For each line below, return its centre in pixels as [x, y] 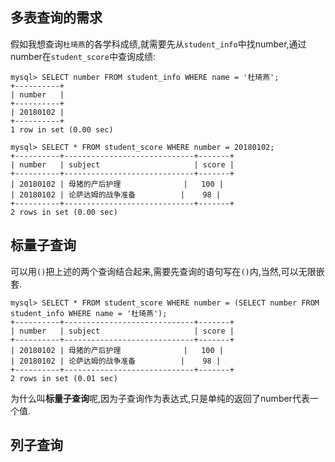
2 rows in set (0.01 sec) [64, 378]
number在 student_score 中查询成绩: [83, 56]
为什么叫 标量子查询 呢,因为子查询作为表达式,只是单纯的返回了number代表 [160, 398]
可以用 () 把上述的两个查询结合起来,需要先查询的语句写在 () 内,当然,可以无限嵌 [167, 271]
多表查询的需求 [56, 18]
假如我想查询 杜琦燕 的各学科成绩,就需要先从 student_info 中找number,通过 [158, 44]
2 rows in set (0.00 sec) [64, 212]
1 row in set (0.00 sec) [62, 129]
